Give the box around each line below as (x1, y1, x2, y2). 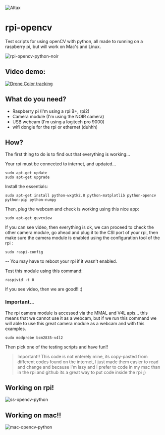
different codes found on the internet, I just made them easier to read (17, 359, 159, 365)
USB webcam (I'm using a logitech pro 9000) (12, 119, 105, 125)
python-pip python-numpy (5, 197, 56, 202)
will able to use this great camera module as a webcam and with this (5, 320, 145, 326)
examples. (5, 326, 26, 332)
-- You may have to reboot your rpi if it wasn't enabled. (5, 258, 117, 264)
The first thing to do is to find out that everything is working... (5, 151, 130, 157)
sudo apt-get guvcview (5, 216, 52, 221)
